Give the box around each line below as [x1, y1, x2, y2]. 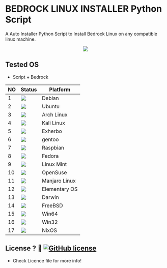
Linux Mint [42, 161, 67, 168]
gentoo [42, 136, 59, 143]
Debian [42, 95, 59, 102]
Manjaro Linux [42, 177, 76, 184]
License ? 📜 [5, 244, 42, 253]
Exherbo [42, 128, 62, 135]
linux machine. [5, 36, 36, 42]
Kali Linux [42, 119, 65, 126]
